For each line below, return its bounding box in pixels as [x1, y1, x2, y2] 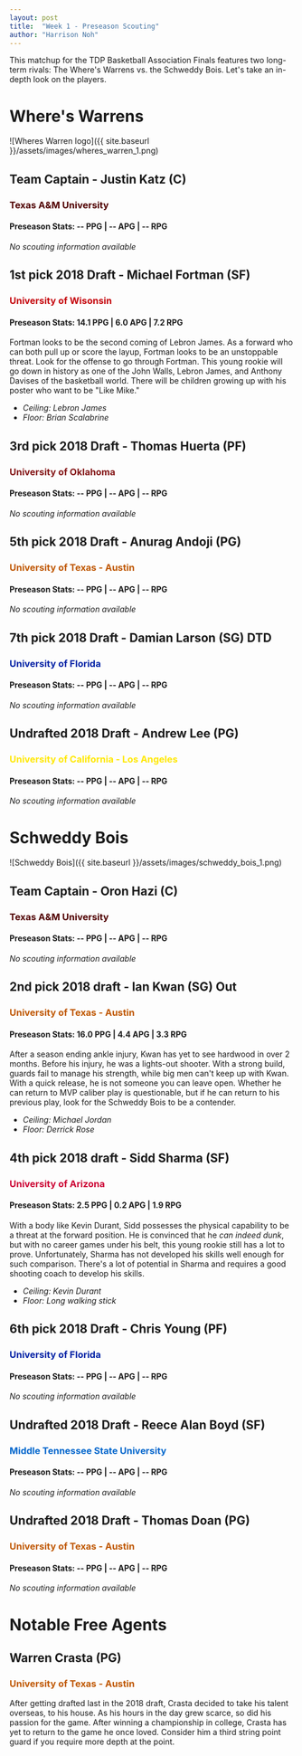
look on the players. [33, 74, 107, 85]
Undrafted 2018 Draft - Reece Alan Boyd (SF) [9, 1417, 266, 1432]
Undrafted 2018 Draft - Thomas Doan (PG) [9, 1513, 250, 1529]
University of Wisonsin [9, 295, 113, 308]
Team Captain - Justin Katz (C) [9, 171, 187, 186]
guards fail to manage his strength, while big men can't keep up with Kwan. [9, 1068, 289, 1079]
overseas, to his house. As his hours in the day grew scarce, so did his [9, 1707, 272, 1719]
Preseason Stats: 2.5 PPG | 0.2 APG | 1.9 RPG [9, 1200, 183, 1210]
